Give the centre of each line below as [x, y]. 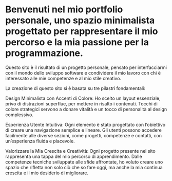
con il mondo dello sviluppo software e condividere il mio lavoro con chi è [83, 73]
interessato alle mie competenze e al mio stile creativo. [63, 78]
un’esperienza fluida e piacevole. [40, 141]
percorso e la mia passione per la [77, 42]
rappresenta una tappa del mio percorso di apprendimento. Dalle [74, 156]
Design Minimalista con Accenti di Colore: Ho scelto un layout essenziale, [83, 98]
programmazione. [44, 53]
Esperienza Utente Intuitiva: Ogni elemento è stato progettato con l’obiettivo [85, 124]
